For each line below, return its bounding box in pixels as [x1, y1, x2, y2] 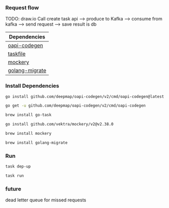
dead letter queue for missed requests [5, 197, 86, 203]
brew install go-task [5, 112, 52, 118]
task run [5, 173, 24, 178]
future [5, 185, 22, 192]
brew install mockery [5, 131, 52, 136]
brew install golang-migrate [5, 140, 68, 145]
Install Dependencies [5, 82, 60, 90]
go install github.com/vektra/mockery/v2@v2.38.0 [5, 122, 114, 127]
